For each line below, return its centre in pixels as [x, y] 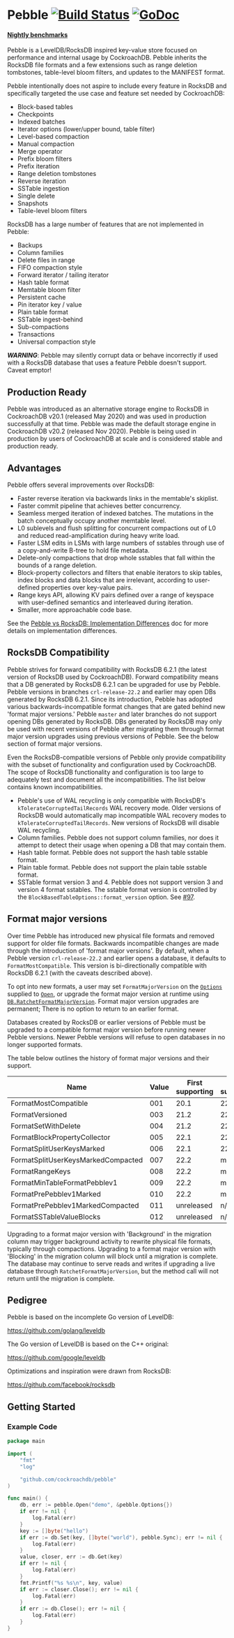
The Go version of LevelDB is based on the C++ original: [88, 1344]
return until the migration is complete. [61, 1278]
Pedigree [27, 1300]
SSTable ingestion [43, 189]
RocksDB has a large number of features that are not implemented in [106, 224]
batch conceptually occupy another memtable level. [92, 521]
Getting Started [41, 1406]
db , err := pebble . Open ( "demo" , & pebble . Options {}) [96, 1505]
